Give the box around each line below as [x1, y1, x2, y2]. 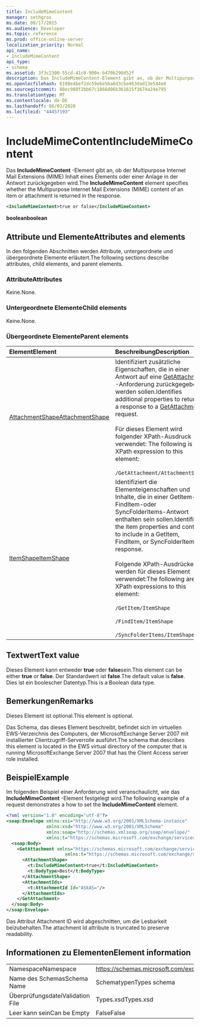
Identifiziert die [115, 478, 158, 486]
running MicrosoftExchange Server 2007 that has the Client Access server [6, 749, 189, 756]
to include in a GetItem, [115, 530, 180, 538]
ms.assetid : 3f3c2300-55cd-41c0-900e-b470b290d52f [6, 70, 135, 76]
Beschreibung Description [115, 347, 189, 356]
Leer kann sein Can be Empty [9, 1008, 90, 1017]
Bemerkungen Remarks [6, 696, 94, 706]
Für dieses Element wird [115, 424, 183, 433]
